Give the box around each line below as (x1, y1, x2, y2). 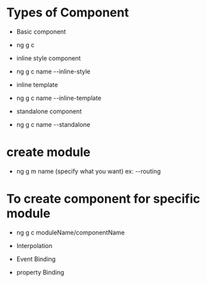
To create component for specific (6, 191, 200, 207)
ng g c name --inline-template (16, 94, 102, 102)
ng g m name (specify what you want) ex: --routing (16, 167, 161, 175)
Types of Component (6, 5, 130, 21)
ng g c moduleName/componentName (16, 228, 125, 236)
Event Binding (16, 255, 56, 263)
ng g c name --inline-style (16, 67, 90, 75)
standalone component (16, 107, 82, 115)
